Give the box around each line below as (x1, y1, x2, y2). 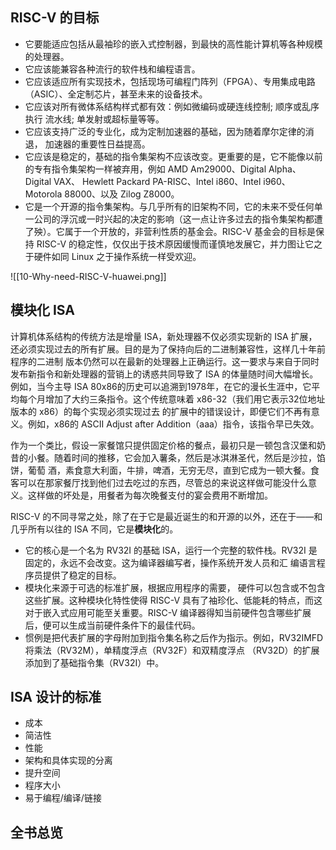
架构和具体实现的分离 (24, 754, 113, 767)
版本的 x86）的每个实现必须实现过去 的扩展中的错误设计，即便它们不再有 (10, 405, 312, 417)
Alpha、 (268, 163, 302, 175)
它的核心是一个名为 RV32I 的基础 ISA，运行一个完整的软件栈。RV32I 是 (24, 544, 318, 556)
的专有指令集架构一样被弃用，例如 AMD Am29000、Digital (24, 163, 267, 175)
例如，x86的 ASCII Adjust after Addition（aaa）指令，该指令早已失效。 (27, 418, 320, 430)
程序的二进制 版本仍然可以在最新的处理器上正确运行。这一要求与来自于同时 (10, 355, 320, 367)
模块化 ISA (10, 302, 75, 319)
